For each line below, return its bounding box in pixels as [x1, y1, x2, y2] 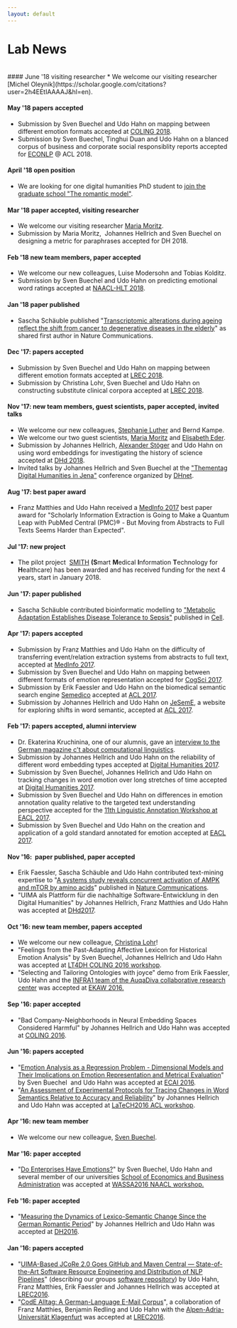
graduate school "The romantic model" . [17, 189, 133, 198]
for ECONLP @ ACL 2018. [17, 150, 93, 158]
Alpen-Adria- [185, 1305, 225, 1314]
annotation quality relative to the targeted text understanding [17, 798, 196, 807]
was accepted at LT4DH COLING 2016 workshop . [17, 961, 162, 969]
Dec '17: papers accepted [7, 347, 84, 356]
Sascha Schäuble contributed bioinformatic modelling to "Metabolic [17, 605, 216, 614]
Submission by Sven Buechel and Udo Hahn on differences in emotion [17, 791, 224, 799]
